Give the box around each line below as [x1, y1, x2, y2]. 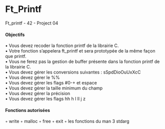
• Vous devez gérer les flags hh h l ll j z [5, 96, 86, 102]
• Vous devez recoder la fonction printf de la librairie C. [5, 42, 119, 48]
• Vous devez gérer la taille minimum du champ [5, 85, 103, 91]
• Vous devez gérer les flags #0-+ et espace [5, 80, 97, 86]
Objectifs [5, 31, 25, 37]
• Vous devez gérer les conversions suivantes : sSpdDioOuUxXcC [5, 69, 141, 75]
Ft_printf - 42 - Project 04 [5, 20, 58, 26]
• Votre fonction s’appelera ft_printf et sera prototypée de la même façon [5, 48, 155, 54]
